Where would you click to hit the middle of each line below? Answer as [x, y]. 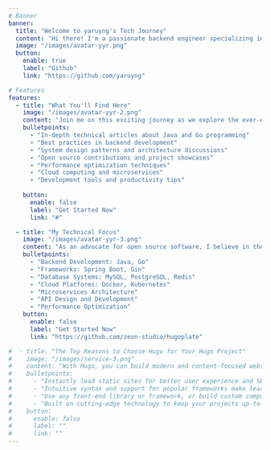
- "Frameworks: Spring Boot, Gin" [88, 269]
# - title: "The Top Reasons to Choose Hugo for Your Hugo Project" [127, 351]
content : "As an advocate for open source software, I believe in [136, 247]
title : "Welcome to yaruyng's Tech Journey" [91, 31]
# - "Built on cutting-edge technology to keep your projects [124, 403]
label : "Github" [50, 68]
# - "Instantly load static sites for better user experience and [131, 382]
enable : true [45, 61]
